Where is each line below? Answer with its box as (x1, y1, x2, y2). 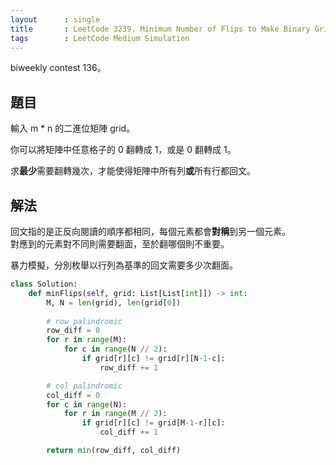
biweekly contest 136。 (10, 62, 107, 74)
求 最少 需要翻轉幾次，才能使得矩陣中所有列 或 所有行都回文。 (10, 165, 256, 177)
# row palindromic (46, 316, 123, 326)
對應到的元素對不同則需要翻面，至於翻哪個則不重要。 (10, 238, 230, 250)
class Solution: (10, 279, 78, 289)
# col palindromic (46, 381, 123, 391)
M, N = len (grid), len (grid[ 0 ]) (46, 297, 182, 308)
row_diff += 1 (99, 362, 159, 373)
